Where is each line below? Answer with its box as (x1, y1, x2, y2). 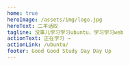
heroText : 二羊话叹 (7, 22, 59, 29)
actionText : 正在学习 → (7, 35, 70, 42)
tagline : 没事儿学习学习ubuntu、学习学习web (7, 28, 124, 36)
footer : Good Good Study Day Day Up (7, 48, 112, 55)
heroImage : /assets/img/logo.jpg (7, 16, 103, 23)
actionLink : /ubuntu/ (7, 41, 69, 48)
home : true (7, 9, 38, 17)
